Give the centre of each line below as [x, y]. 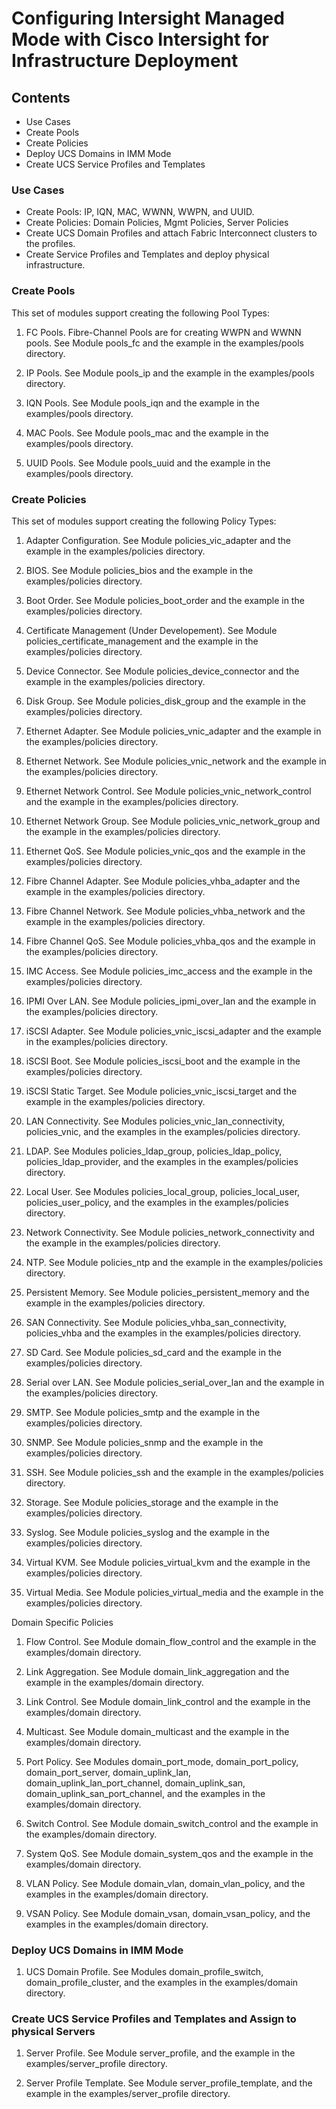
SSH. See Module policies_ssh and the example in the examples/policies [174, 1472]
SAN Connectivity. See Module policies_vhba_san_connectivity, [156, 1322]
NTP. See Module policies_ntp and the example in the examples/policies [174, 1262]
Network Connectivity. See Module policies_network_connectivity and [170, 1232]
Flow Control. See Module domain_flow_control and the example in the [171, 1641]
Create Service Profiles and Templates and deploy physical [147, 254]
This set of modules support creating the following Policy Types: [144, 521]
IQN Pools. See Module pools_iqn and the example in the [142, 403]
